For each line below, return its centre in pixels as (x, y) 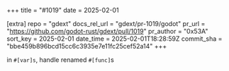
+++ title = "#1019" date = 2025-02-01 (63, 10)
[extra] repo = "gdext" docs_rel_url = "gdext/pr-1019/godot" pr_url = (106, 24)
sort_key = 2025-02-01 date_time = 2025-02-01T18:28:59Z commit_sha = (114, 39)
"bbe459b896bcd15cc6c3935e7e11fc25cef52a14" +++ (87, 46)
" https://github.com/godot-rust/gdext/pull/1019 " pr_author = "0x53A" (107, 31)
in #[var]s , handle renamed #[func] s (60, 60)
